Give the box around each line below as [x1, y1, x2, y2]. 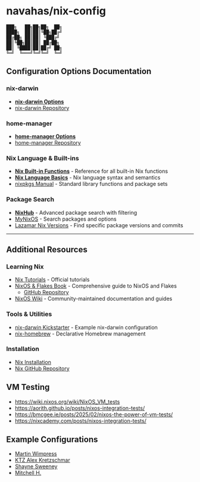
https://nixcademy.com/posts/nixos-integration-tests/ [14, 417, 147, 424]
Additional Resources [6, 244, 87, 255]
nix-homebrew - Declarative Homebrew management [14, 330, 146, 337]
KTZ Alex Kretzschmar [14, 456, 70, 464]
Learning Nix [6, 262, 44, 270]
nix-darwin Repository [14, 104, 70, 111]
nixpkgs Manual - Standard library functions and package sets [14, 181, 168, 188]
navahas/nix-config [6, 4, 106, 18]
